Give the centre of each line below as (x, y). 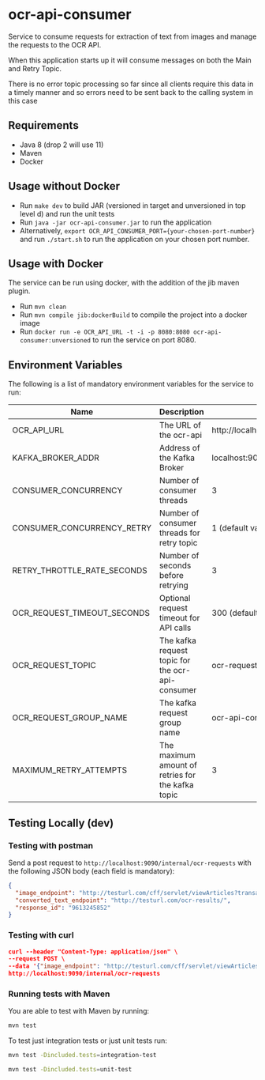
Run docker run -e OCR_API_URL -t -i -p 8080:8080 (105, 332)
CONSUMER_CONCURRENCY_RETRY (82, 528)
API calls (175, 628)
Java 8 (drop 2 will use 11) (62, 145)
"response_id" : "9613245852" (63, 908)
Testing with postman (50, 845)
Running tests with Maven (59, 994)
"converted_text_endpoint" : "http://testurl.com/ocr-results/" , (123, 900)
